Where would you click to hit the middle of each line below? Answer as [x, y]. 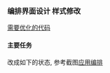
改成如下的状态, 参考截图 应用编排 [55, 62]
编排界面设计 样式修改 [44, 11]
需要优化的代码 [29, 28]
